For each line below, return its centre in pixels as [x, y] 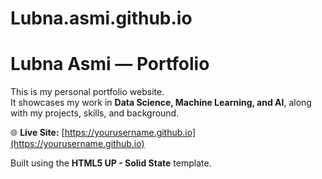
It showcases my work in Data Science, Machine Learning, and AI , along [161, 103]
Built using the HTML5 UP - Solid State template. [111, 163]
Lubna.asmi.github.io [101, 18]
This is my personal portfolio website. [87, 92]
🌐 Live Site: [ [37, 133]
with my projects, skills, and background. [95, 113]
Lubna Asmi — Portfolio [110, 64]
